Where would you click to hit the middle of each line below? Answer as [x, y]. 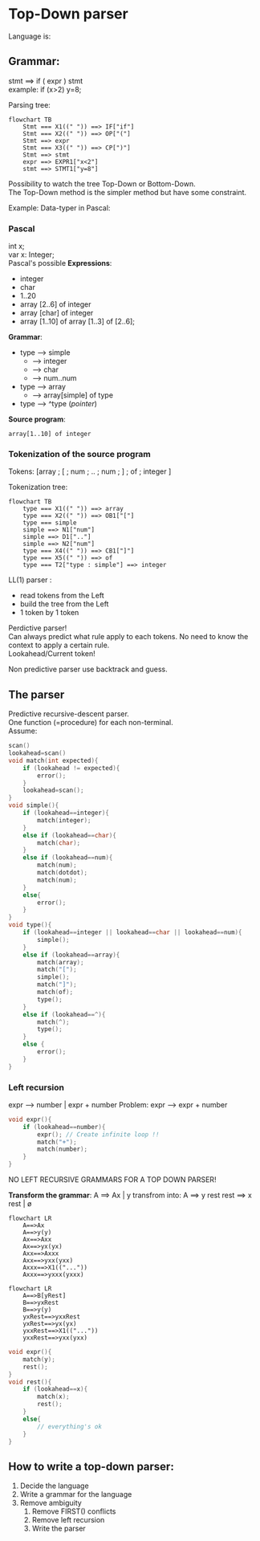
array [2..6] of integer [55, 304]
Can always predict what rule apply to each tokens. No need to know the [128, 637]
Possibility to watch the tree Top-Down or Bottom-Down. [102, 183]
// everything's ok [70, 1426]
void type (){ [30, 925]
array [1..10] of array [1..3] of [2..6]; [77, 321]
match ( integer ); [64, 820]
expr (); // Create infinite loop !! [98, 1134]
